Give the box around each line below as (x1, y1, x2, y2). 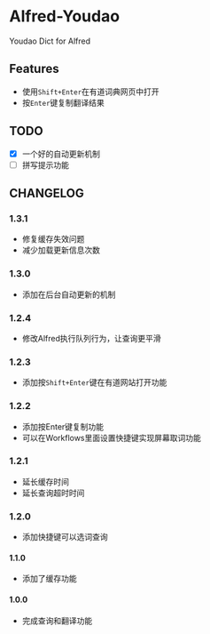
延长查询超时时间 (21, 487, 85, 498)
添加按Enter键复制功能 (21, 421, 105, 432)
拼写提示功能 (21, 159, 69, 170)
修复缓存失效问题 (21, 234, 85, 245)
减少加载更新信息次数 (21, 245, 100, 255)
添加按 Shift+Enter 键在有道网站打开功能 (21, 377, 167, 388)
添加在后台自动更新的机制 (21, 289, 116, 300)
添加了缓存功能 (21, 574, 77, 584)
